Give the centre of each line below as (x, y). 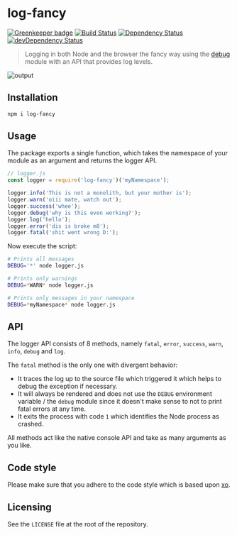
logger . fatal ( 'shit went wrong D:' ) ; (63, 233)
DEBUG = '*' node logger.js (45, 266)
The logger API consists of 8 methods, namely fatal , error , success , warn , (115, 344)
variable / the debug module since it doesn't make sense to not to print (120, 402)
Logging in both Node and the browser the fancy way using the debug (127, 54)
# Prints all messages (41, 259)
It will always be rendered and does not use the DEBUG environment (115, 394)
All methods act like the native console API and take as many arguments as (117, 438)
